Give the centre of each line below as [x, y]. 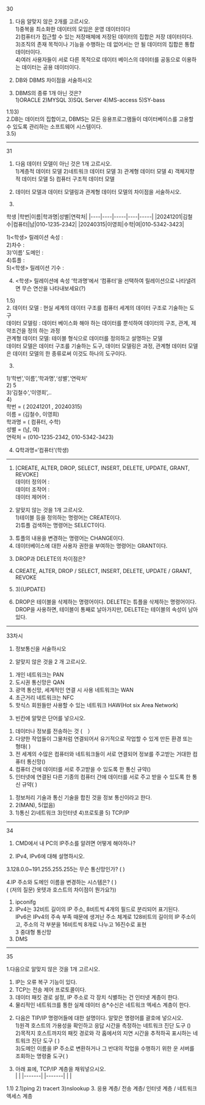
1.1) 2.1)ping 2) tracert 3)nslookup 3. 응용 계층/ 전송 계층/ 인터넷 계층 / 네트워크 [102, 1088]
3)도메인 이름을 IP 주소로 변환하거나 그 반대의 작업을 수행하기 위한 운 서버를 [105, 1048]
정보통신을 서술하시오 [41, 649]
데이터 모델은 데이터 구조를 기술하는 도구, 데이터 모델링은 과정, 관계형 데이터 [97, 346]
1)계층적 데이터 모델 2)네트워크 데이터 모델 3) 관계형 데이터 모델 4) [94, 171]
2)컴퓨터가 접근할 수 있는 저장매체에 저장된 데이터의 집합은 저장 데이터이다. [104, 37]
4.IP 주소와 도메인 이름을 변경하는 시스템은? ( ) [62, 882]
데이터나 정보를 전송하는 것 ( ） [54, 731]
